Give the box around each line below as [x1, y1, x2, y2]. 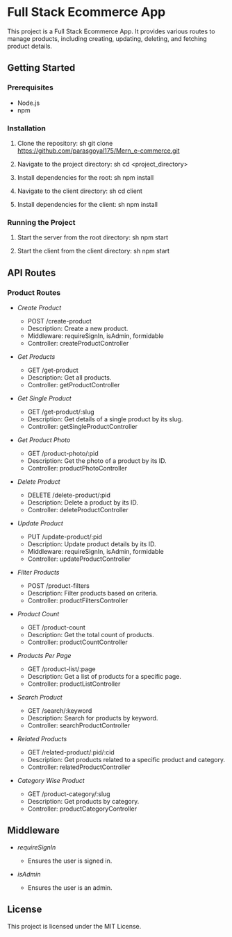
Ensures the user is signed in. [27, 856, 113, 865]
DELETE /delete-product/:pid [27, 491, 111, 499]
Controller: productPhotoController [27, 464, 127, 472]
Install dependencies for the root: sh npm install [17, 173, 154, 181]
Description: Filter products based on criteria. [27, 589, 158, 597]
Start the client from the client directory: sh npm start [17, 247, 170, 255]
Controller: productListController [27, 679, 121, 688]
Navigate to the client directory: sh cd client [17, 187, 142, 195]
